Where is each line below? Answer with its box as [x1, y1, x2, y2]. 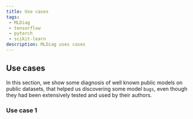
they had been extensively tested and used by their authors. [6, 91, 152, 98]
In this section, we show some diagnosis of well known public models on [6, 79, 183, 86]
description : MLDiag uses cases [6, 42, 86, 48]
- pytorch [8, 31, 33, 37]
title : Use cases [6, 8, 49, 15]
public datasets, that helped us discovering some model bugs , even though [6, 85, 188, 92]
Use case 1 [6, 106, 37, 114]
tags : [6, 14, 19, 20]
